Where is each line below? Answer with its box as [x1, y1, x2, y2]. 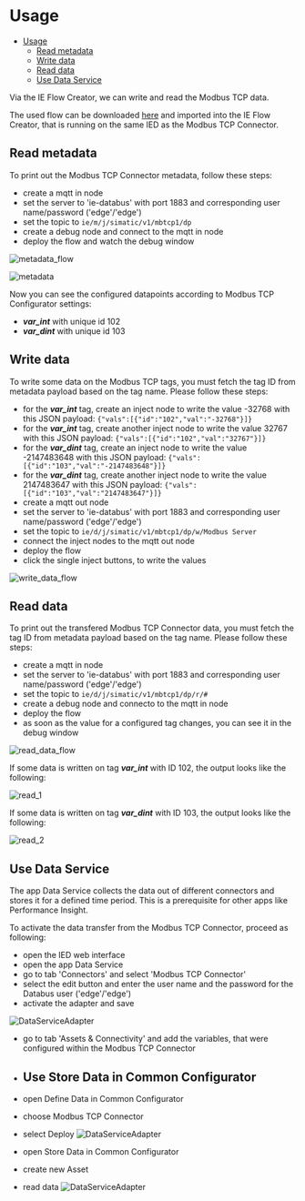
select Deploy [22, 1129, 75, 1139]
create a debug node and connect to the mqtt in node [22, 226, 224, 237]
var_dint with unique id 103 [22, 325, 126, 337]
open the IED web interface [22, 950, 126, 961]
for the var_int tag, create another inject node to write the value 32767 [22, 422, 289, 433]
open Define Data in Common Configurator [22, 1094, 184, 1104]
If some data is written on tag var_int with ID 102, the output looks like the [9, 762, 287, 773]
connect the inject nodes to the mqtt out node [22, 535, 196, 546]
